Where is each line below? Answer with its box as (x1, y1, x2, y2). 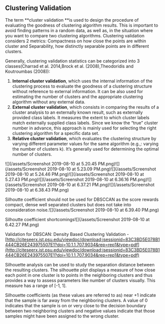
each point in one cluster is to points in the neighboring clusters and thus (5, 272, 153, 278)
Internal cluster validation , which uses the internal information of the (12, 78, 153, 84)
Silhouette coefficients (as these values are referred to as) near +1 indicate (5, 292, 156, 298)
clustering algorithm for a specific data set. (12, 130, 100, 136)
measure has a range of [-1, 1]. (5, 283, 67, 289)
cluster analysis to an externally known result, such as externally (12, 109, 143, 115)
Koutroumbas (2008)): (5, 68, 51, 74)
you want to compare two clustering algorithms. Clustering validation (5, 32, 145, 38)
